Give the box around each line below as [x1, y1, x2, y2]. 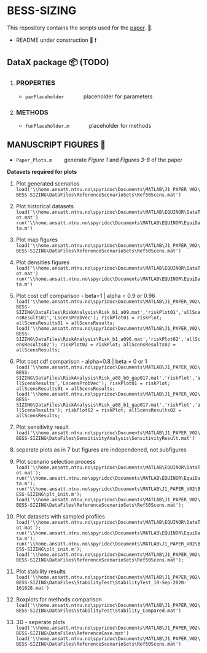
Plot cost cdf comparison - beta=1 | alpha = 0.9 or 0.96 [15, 292, 155, 299]
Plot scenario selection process [15, 458, 96, 465]
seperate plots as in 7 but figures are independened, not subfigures [15, 446, 187, 453]
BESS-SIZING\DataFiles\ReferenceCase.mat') [15, 630, 130, 636]
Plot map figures [15, 236, 58, 243]
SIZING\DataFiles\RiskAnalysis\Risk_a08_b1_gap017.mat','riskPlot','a [15, 402, 201, 408]
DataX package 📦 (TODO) [7, 57, 109, 68]
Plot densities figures [15, 259, 70, 266]
